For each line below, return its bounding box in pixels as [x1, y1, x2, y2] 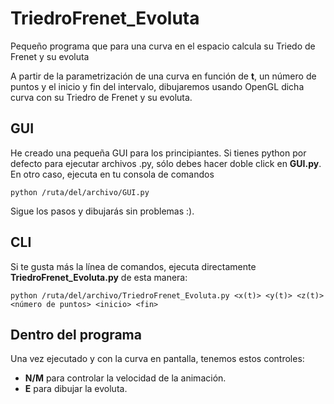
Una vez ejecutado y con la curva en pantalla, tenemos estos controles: [10, 353, 305, 365]
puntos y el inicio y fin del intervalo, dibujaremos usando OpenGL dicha [10, 80, 305, 92]
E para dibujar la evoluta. [24, 383, 128, 395]
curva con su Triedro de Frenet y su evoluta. [10, 91, 193, 103]
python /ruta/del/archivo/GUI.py [10, 187, 150, 197]
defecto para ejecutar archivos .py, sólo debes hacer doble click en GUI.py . [10, 157, 322, 169]
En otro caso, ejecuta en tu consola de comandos [10, 168, 215, 180]
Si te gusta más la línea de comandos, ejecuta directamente [10, 260, 257, 272]
